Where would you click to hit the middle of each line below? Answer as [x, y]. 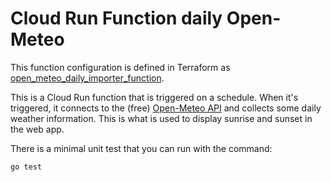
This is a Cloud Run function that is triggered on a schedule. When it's [154, 97]
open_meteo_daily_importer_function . [87, 78]
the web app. [37, 129]
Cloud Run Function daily [116, 18]
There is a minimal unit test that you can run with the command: [141, 148]
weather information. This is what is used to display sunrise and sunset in [161, 118]
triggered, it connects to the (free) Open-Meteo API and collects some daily [166, 108]
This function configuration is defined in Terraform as [120, 67]
